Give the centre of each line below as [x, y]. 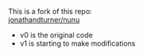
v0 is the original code [56, 35]
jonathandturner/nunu [44, 20]
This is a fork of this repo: [50, 11]
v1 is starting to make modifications [77, 43]
